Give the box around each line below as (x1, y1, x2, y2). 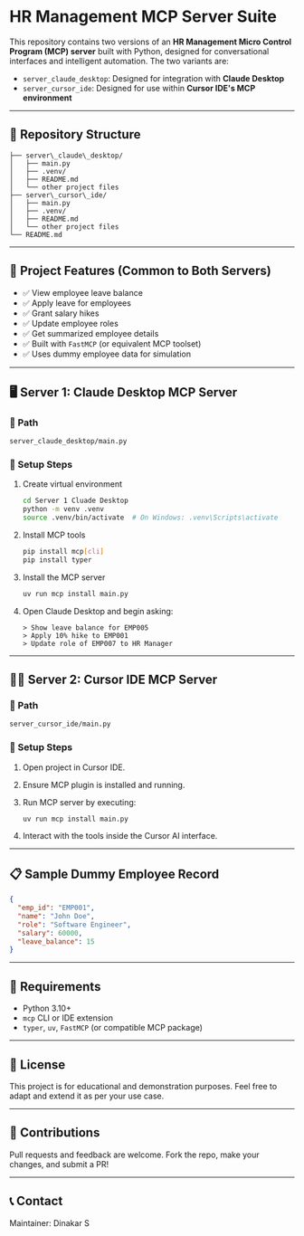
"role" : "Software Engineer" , (17, 920, 131, 929)
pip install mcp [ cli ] (22, 547, 105, 556)
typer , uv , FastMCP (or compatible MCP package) (22, 1022, 204, 1033)
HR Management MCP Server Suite (9, 6, 278, 27)
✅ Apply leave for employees (22, 297, 131, 309)
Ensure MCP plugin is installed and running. (22, 779, 185, 790)
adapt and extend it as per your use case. (9, 1090, 165, 1101)
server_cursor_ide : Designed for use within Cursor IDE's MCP (22, 82, 256, 93)
